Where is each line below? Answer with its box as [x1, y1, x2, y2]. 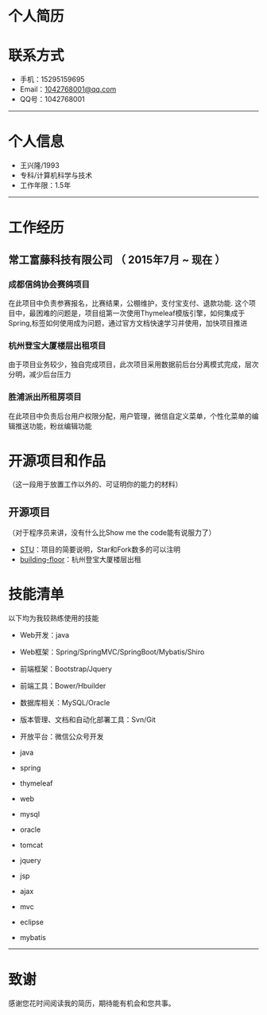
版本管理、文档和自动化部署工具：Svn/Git [19, 715, 157, 724]
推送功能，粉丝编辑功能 [14, 421, 92, 431]
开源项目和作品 [8, 451, 106, 470]
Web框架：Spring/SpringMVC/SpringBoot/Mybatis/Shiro [19, 647, 205, 657]
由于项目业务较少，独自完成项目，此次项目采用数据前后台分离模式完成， [8, 360, 245, 369]
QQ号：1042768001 [19, 95, 85, 104]
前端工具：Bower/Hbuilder [19, 681, 106, 691]
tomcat [19, 841, 44, 850]
